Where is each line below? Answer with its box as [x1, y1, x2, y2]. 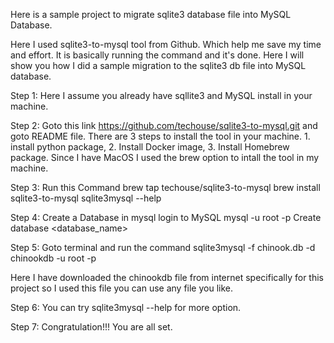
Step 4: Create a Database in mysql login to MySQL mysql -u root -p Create [10, 212, 322, 223]
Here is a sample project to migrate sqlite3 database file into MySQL [10, 9, 292, 20]
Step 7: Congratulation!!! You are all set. [10, 321, 173, 333]
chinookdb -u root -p [10, 252, 97, 264]
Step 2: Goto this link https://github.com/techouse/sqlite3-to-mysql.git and [10, 120, 318, 131]
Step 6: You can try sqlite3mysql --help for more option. [10, 302, 242, 313]
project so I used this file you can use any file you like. [10, 282, 233, 294]
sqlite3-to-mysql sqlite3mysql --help [10, 192, 162, 204]
